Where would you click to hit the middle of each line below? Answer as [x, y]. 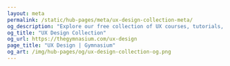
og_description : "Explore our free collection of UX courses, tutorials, [116, 26]
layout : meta [26, 13]
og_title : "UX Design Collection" [57, 33]
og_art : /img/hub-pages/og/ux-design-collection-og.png [89, 52]
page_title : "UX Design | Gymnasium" [61, 45]
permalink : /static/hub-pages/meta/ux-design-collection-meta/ [100, 20]
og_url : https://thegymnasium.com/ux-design [72, 39]
